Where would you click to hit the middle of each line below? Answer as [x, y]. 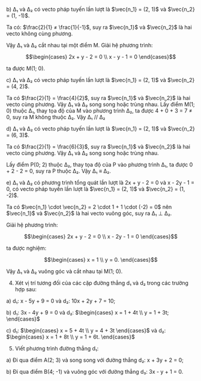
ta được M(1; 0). [26, 68]
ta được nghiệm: [26, 248]
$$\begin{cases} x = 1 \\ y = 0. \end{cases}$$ [101, 260]
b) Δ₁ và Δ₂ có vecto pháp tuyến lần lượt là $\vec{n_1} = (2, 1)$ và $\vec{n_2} [100, 9]
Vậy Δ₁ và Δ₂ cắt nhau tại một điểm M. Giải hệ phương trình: [79, 45]
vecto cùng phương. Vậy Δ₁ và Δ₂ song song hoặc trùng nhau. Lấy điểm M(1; [100, 104]
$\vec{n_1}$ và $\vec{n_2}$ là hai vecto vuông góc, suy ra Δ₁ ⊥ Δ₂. [89, 213]
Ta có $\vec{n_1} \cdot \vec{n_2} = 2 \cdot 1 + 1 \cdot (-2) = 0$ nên [89, 207]
